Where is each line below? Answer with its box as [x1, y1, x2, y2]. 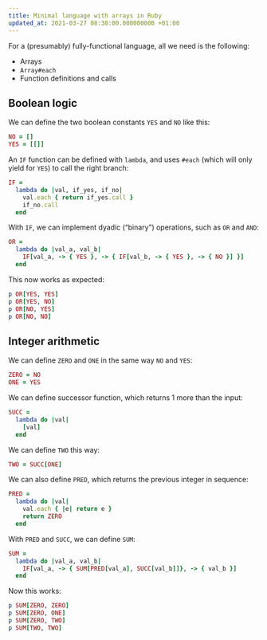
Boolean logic [8, 96, 78, 110]
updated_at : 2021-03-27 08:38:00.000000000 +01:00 [8, 19, 180, 27]
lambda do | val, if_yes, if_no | [15, 186, 124, 194]
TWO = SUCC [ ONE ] [8, 460, 62, 469]
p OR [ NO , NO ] [8, 312, 52, 320]
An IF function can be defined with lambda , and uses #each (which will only [8, 155, 253, 164]
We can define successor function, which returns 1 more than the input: [8, 393, 243, 402]
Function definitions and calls [19, 73, 117, 83]
